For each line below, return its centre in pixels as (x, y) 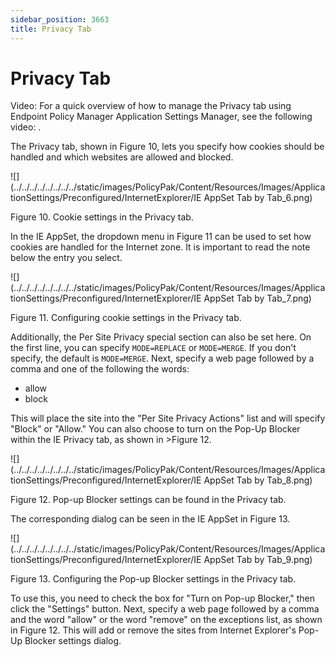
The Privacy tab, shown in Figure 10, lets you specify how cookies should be (167, 147)
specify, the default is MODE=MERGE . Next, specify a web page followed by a (162, 358)
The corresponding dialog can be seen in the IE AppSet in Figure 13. (150, 519)
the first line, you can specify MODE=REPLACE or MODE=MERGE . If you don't (153, 348)
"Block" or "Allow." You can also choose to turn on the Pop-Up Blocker (155, 429)
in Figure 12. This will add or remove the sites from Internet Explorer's (153, 630)
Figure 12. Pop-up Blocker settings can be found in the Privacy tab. (148, 500)
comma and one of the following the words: (100, 369)
